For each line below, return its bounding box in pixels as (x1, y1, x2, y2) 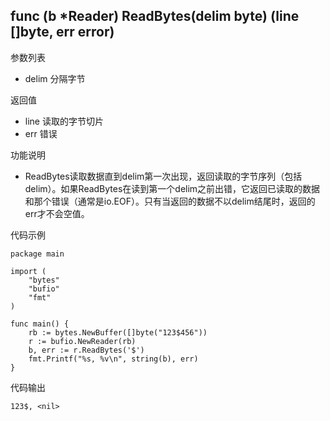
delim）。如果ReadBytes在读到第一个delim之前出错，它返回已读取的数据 (24, 182, 321, 194)
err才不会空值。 (24, 207, 90, 219)
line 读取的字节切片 (24, 115, 104, 127)
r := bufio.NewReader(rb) (28, 336, 137, 346)
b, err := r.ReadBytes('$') (28, 345, 145, 355)
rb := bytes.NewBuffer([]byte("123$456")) (28, 327, 208, 338)
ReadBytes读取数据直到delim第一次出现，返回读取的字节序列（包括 (24, 170, 303, 182)
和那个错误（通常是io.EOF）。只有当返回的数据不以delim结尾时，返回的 (24, 195, 316, 207)
